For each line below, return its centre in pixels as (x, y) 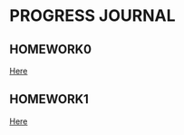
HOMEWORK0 (51, 49)
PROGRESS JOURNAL (92, 16)
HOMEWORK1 (49, 99)
